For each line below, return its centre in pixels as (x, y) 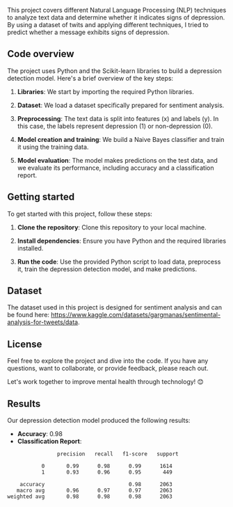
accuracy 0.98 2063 (96, 485)
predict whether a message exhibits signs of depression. (88, 32)
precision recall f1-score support (118, 454)
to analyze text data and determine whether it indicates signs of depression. (116, 17)
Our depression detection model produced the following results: (99, 421)
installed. (30, 248)
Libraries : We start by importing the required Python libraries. (106, 91)
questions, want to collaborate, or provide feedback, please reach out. (108, 369)
